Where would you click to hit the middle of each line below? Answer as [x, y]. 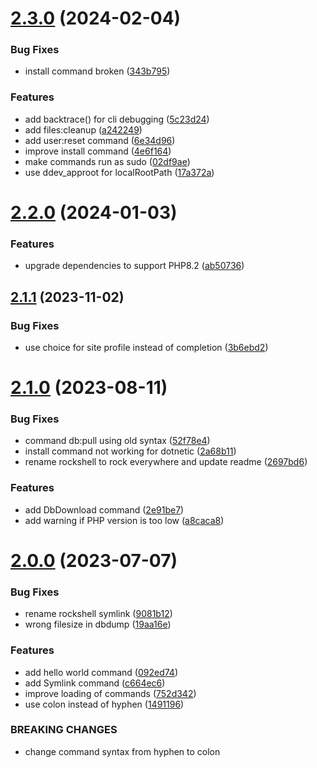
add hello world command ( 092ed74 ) [101, 672]
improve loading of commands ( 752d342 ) [110, 693]
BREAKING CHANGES [64, 730]
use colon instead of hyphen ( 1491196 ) [104, 704]
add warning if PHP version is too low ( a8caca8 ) [124, 520]
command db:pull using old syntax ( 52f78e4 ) [117, 441]
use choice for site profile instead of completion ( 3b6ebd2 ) [146, 347]
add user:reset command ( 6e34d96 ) [100, 140]
